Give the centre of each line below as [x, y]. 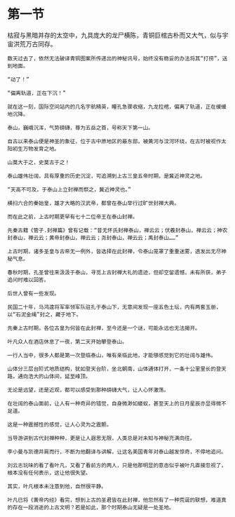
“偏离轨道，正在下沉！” [37, 93]
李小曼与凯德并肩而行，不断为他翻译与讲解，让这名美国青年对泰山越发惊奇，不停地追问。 [117, 452]
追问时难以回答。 [28, 280]
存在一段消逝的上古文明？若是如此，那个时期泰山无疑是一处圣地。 [93, 507]
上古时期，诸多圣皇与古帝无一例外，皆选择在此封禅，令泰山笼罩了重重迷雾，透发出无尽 [114, 251]
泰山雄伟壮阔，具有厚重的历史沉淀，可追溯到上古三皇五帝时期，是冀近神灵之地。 [106, 176]
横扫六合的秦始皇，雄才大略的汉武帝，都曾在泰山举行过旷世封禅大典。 [94, 203]
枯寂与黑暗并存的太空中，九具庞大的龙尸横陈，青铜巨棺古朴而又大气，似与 [115, 35]
